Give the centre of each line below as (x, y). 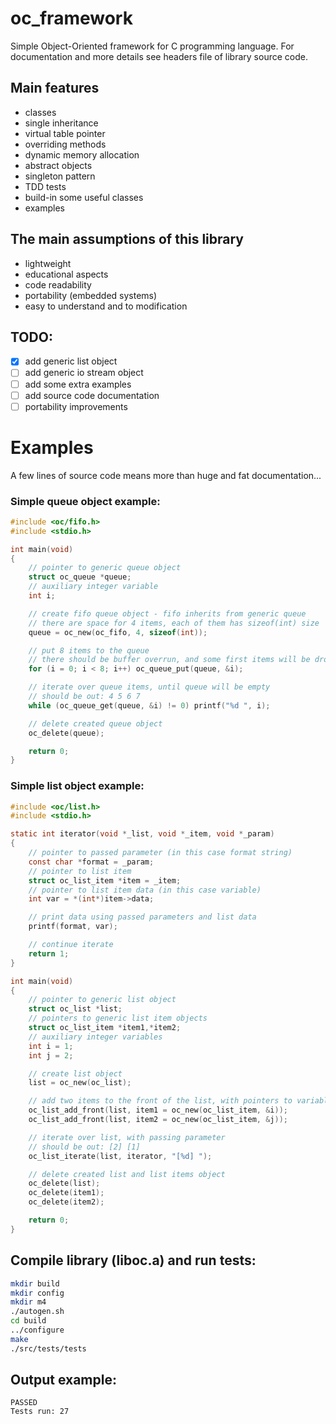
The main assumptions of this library (127, 239)
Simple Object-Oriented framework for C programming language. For (152, 46)
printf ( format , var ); (73, 927)
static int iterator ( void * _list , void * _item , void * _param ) (142, 834)
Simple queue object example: (85, 501)
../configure (37, 1330)
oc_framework (71, 18)
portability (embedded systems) (91, 295)
